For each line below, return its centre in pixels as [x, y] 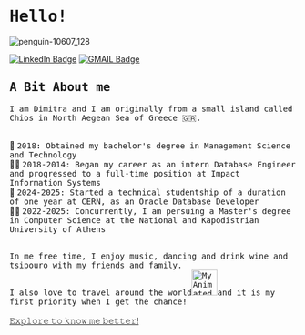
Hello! [39, 16]
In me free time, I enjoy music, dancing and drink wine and [149, 256]
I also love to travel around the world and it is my [142, 292]
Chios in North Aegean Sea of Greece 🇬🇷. [106, 117]
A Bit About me [60, 87]
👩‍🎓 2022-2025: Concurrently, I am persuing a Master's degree [150, 210]
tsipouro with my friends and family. [96, 265]
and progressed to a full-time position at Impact [125, 173]
